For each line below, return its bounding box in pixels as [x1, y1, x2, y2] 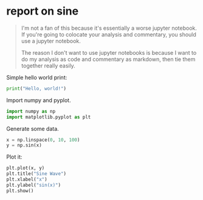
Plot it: [6, 153, 22, 160]
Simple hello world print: [6, 74, 67, 81]
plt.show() [6, 187, 34, 194]
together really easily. [21, 62, 76, 69]
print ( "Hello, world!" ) [6, 85, 67, 92]
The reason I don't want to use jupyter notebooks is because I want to [21, 49, 197, 56]
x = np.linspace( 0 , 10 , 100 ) [6, 137, 80, 143]
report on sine [6, 4, 79, 18]
